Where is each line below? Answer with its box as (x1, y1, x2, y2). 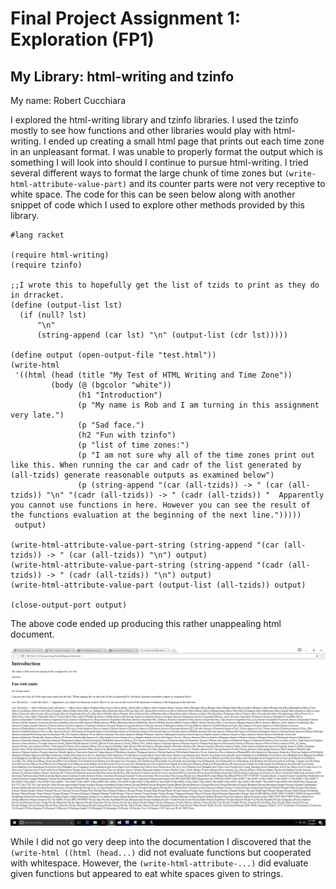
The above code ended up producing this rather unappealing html (10, 618, 282, 629)
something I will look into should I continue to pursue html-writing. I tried (10, 157, 309, 168)
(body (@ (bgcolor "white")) (50, 380, 172, 390)
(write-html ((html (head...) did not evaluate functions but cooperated (10, 846, 312, 858)
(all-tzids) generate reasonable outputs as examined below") (10, 470, 275, 480)
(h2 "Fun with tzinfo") (77, 430, 177, 440)
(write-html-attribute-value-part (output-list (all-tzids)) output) (10, 580, 307, 590)
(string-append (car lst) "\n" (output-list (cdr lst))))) (36, 330, 288, 340)
